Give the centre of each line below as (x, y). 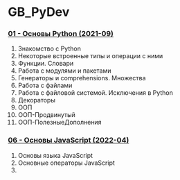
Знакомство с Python (49, 48)
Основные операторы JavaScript (66, 163)
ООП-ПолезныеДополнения (60, 123)
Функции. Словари (46, 64)
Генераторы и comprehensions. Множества (82, 78)
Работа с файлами (45, 85)
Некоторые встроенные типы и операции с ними (90, 56)
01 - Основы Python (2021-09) (61, 34)
